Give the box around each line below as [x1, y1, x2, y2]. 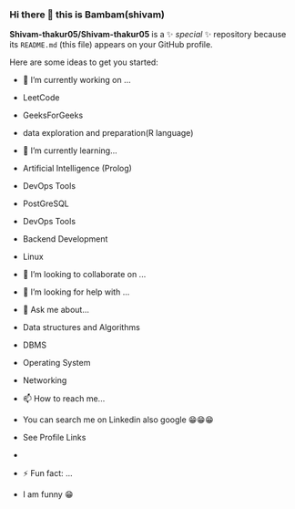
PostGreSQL [22, 198, 70, 209]
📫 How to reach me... [22, 393, 106, 404]
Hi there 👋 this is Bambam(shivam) [9, 8, 166, 21]
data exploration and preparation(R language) [22, 128, 194, 139]
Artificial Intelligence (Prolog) [22, 163, 132, 174]
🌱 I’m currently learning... [22, 145, 117, 156]
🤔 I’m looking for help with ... [22, 286, 130, 297]
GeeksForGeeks [22, 109, 84, 121]
